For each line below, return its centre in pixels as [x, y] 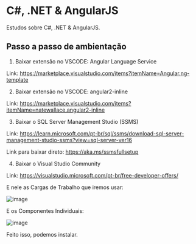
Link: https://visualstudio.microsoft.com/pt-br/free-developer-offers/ [92, 175]
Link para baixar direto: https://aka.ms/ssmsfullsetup [72, 152]
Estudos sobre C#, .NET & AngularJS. [53, 27]
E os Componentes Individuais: [45, 210]
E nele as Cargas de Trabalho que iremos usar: [65, 187]
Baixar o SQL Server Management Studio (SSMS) [77, 121]
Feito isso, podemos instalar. [42, 234]
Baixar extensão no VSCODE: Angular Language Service [86, 61]
